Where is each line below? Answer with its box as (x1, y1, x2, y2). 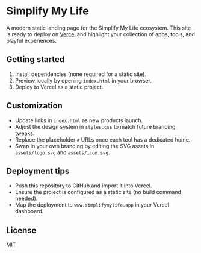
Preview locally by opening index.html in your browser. (14, 77, 152, 84)
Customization (6, 101, 63, 111)
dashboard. (14, 208, 44, 215)
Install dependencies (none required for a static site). (14, 70, 146, 78)
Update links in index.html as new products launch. (14, 116, 143, 124)
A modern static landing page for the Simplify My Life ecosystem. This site (6, 24, 191, 31)
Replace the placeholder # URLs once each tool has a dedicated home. (14, 136, 191, 143)
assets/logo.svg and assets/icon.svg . (14, 149, 110, 156)
